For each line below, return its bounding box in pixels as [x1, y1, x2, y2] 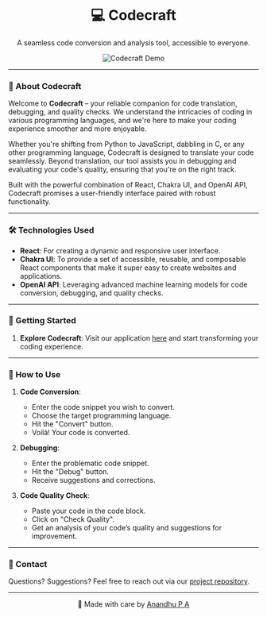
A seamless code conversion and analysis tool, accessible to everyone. [17, 37, 250, 48]
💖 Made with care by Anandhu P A [77, 600, 190, 609]
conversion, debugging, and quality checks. [19, 287, 164, 298]
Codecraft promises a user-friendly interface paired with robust [8, 188, 216, 199]
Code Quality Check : [19, 491, 90, 500]
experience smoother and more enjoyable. [8, 124, 147, 133]
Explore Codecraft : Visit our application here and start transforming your [19, 333, 259, 342]
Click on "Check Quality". [31, 515, 115, 524]
